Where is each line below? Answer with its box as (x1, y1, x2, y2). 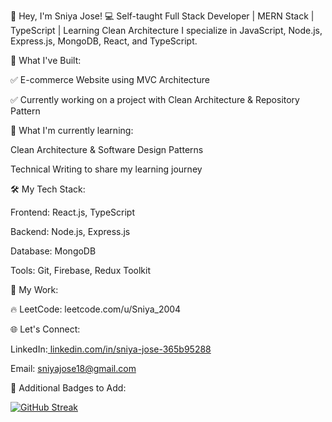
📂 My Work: (10, 284, 59, 295)
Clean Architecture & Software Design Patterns (10, 144, 204, 155)
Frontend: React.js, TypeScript (10, 206, 136, 218)
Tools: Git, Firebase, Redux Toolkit (10, 265, 151, 276)
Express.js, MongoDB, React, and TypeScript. (10, 35, 198, 47)
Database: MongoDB (10, 245, 97, 257)
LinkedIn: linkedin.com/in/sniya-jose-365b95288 (10, 343, 212, 355)
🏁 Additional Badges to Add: (10, 382, 127, 394)
